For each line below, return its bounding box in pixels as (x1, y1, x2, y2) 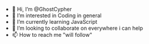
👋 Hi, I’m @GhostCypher (11, 6, 72, 12)
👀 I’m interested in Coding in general (11, 12, 102, 19)
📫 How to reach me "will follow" (11, 32, 93, 38)
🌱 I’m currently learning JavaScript (11, 18, 98, 25)
